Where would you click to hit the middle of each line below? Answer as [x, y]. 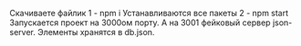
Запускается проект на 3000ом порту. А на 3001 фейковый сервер [140, 23]
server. [23, 32]
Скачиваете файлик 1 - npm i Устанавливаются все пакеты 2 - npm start [149, 13]
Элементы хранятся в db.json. [96, 32]
